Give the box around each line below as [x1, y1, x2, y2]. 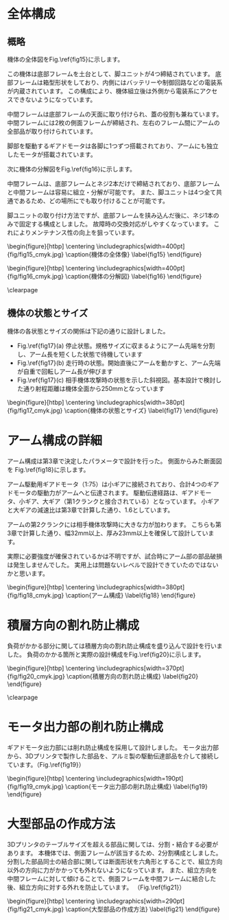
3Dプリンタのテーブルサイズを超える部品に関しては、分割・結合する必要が [7, 840, 219, 848]
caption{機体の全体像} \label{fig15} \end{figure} [67, 250, 202, 258]
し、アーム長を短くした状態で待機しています [16, 350, 143, 358]
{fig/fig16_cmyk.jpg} [7, 272, 64, 280]
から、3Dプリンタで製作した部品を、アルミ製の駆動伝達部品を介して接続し [7, 752, 219, 760]
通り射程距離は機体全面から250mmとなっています [23, 384, 165, 392]
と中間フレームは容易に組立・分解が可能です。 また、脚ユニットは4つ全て [7, 188, 217, 196]
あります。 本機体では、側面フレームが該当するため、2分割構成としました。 [7, 849, 222, 857]
